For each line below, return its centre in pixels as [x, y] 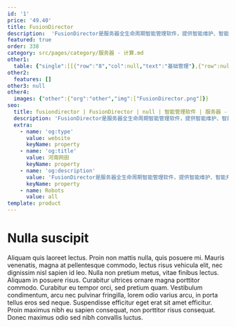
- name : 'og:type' [47, 132]
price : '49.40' [29, 20]
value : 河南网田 [47, 158]
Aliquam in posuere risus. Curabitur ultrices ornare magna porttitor [104, 280]
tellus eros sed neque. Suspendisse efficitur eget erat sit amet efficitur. [110, 302]
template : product [34, 204]
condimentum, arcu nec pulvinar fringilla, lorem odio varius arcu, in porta [113, 295]
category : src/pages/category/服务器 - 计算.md [76, 53]
